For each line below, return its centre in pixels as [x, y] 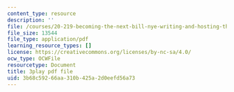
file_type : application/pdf [48, 39]
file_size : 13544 [32, 33]
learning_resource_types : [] [49, 46]
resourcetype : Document [42, 65]
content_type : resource [42, 13]
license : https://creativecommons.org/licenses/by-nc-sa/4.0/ [99, 53]
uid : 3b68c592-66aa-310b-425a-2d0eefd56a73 [71, 78]
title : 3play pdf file [40, 71]
